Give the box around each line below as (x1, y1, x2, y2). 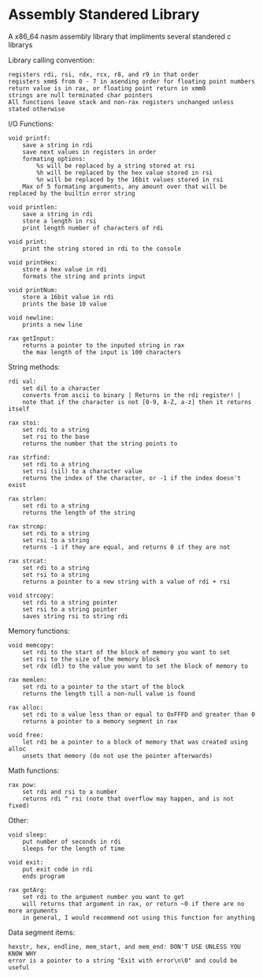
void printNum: (8, 286, 58, 294)
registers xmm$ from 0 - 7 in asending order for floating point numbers (8, 77, 256, 85)
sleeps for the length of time (22, 845, 125, 852)
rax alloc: (8, 703, 44, 711)
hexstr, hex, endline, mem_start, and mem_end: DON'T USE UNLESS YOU (8, 942, 242, 950)
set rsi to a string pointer (22, 605, 118, 613)
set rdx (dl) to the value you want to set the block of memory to (22, 661, 248, 670)
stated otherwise (8, 105, 65, 113)
